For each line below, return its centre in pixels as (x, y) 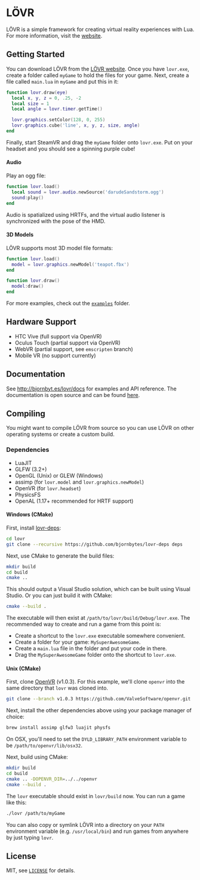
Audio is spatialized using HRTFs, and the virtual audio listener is (86, 214)
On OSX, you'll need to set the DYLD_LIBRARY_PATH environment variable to (96, 739)
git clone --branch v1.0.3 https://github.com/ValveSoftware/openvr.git (99, 699)
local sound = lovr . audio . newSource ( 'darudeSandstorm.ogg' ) (88, 192)
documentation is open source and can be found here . (73, 395)
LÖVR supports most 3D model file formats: (60, 248)
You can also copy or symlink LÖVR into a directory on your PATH (85, 824)
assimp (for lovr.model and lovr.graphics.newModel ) (79, 482)
